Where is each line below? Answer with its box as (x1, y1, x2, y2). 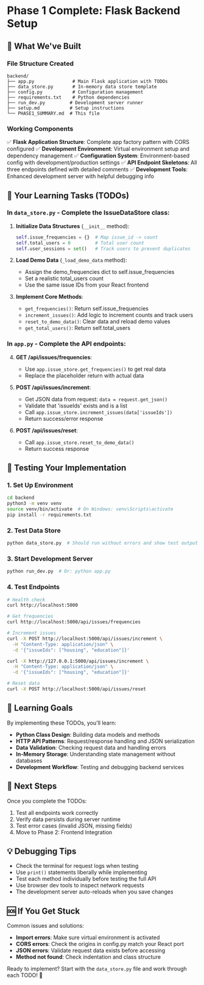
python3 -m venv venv (7, 501, 62, 507)
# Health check (7, 596, 46, 603)
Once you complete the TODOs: (7, 797, 87, 804)
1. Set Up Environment (7, 481, 74, 490)
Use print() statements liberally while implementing (15, 869, 147, 876)
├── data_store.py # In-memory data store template (7, 84, 157, 90)
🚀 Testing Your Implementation (7, 463, 127, 473)
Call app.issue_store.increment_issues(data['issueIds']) (24, 408, 173, 415)
